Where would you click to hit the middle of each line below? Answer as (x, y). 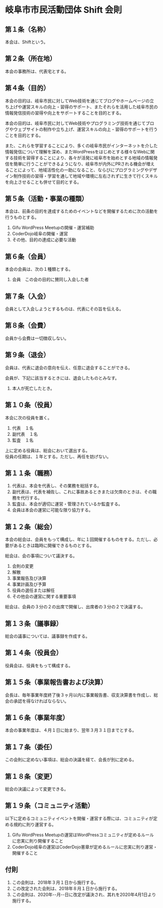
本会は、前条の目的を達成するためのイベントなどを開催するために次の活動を (81, 211)
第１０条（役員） (31, 405)
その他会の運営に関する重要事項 (44, 596)
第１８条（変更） (31, 776)
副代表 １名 (25, 434)
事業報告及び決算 (29, 578)
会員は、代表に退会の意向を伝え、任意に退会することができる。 (69, 367)
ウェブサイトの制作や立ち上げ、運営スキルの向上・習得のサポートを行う (86, 129)
